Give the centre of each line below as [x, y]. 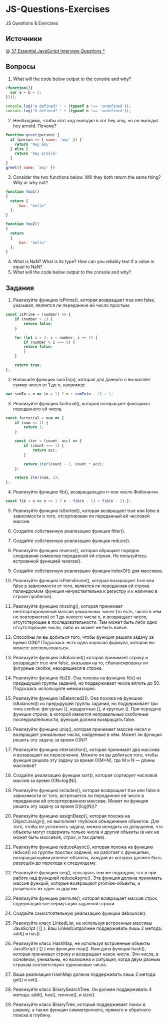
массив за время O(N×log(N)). [45, 781]
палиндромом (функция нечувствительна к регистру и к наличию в [85, 591]
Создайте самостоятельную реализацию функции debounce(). [80, 913]
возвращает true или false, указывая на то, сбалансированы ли [80, 663]
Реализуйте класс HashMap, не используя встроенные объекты [81, 943]
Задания [20, 288]
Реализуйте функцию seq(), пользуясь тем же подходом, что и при [84, 872]
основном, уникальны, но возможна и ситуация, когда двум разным [86, 959]
